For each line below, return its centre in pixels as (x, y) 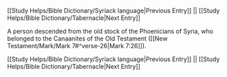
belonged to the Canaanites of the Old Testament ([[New (87, 38)
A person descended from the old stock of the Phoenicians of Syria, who (110, 31)
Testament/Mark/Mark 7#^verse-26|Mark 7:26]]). (77, 46)
